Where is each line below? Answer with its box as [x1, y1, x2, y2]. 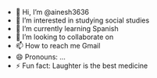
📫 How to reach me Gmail [15, 41, 101, 50]
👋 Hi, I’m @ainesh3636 [15, 8, 90, 16]
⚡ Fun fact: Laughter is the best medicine [15, 61, 148, 70]
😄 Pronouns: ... [15, 52, 66, 62]
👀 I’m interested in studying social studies [15, 16, 150, 25]
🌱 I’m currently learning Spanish [15, 24, 119, 33]
